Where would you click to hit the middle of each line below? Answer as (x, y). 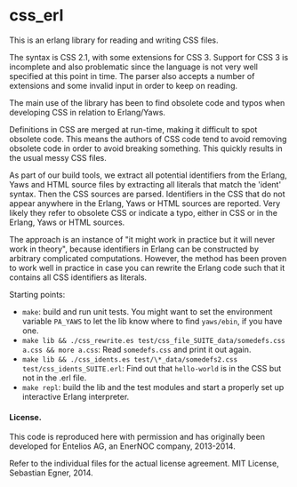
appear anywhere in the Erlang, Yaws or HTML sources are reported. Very (145, 203)
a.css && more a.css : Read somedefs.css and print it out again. (136, 349)
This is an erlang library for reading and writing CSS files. (114, 40)
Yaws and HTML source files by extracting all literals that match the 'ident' (145, 184)
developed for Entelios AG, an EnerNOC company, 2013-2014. (122, 446)
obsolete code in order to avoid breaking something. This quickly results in (146, 148)
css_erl (36, 16)
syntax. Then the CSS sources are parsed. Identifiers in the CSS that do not (148, 194)
